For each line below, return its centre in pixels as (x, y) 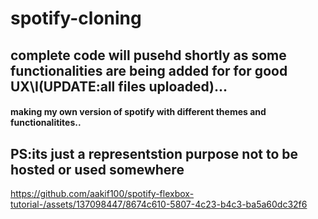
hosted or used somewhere (97, 169)
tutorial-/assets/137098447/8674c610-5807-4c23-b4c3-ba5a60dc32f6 (159, 204)
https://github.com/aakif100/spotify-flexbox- (102, 193)
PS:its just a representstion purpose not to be (154, 153)
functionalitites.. (46, 123)
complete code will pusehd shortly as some (148, 55)
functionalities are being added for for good (149, 70)
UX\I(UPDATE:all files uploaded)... (119, 86)
